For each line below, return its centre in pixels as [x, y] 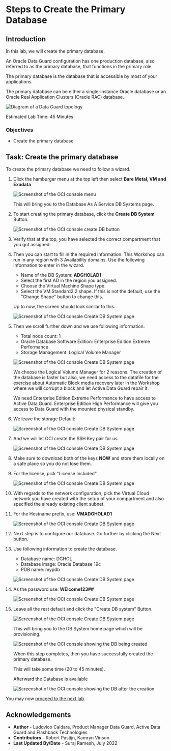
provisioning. [27, 634]
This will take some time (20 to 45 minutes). [59, 669]
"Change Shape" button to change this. [62, 297]
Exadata [22, 185]
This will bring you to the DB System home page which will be [78, 629]
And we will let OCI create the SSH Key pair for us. [66, 439]
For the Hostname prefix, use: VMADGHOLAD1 [63, 514]
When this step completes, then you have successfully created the [83, 654]
